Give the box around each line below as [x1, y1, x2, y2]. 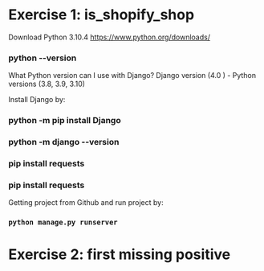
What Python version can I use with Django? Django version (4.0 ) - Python [8, 71, 257, 80]
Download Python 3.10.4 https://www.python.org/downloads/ [8, 32, 211, 42]
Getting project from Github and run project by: [8, 198, 164, 207]
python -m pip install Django [8, 115, 122, 126]
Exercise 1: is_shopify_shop [8, 6, 195, 24]
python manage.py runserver [8, 218, 118, 227]
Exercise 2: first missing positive [8, 245, 231, 264]
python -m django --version [8, 137, 120, 148]
